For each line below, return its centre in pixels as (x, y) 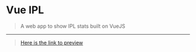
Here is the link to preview (52, 42)
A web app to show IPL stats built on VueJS (73, 26)
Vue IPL (25, 10)
